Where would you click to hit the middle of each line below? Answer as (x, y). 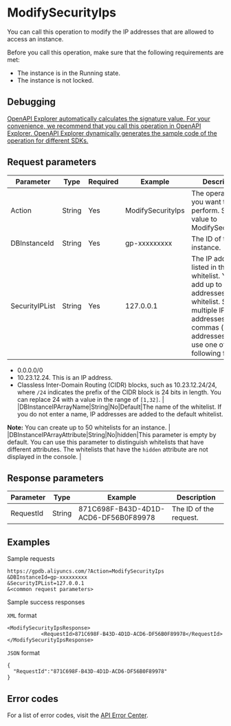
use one (205, 344)
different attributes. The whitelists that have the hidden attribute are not (108, 449)
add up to (207, 284)
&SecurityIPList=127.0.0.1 (46, 584)
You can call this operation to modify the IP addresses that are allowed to (111, 32)
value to (205, 219)
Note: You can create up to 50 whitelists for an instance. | (89, 427)
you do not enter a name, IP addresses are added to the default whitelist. (120, 414)
